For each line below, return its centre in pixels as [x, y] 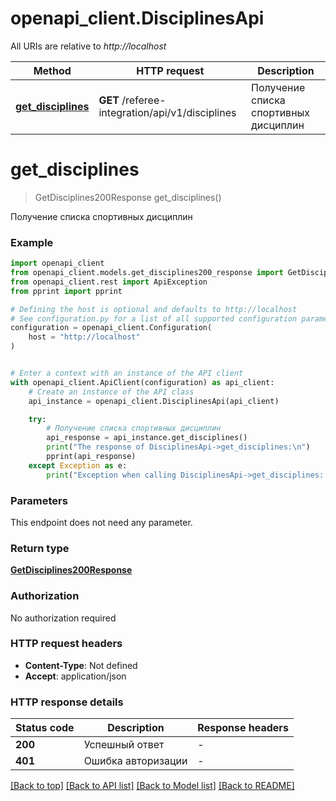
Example [32, 242]
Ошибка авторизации [135, 761]
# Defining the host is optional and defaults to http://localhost [154, 309]
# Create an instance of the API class [111, 392]
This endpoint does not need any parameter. [101, 522]
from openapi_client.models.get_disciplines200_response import [147, 273]
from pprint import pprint [66, 291]
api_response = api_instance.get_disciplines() [147, 438]
